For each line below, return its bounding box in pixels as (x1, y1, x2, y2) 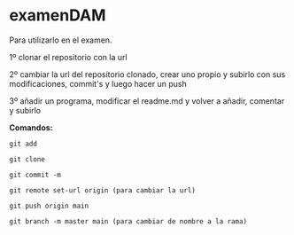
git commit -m (9, 170, 62, 179)
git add (9, 139, 38, 148)
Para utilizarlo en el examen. (9, 35, 112, 45)
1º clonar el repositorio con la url (9, 51, 128, 62)
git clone (9, 154, 46, 164)
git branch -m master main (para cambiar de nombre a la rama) (9, 216, 248, 226)
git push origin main (9, 201, 89, 210)
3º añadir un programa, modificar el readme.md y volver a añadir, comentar (9, 95, 285, 106)
